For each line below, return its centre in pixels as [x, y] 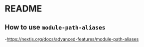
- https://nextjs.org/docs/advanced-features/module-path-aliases [72, 39]
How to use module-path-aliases [55, 27]
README [23, 9]
